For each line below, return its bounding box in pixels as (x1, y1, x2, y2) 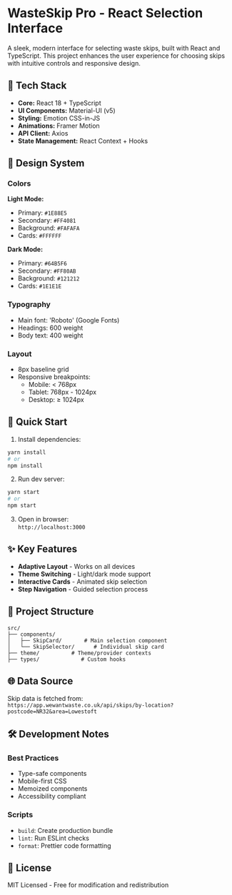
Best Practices (7, 753, 59, 763)
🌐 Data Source (7, 675, 74, 687)
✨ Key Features (7, 543, 77, 555)
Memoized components (17, 784, 88, 793)
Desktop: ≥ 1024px (28, 395, 84, 404)
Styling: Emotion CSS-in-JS (17, 113, 101, 122)
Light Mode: (7, 195, 44, 203)
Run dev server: (17, 475, 65, 483)
